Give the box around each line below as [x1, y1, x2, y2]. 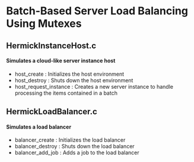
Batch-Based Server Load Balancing [6, 4, 189, 18]
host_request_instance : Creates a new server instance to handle [14, 83, 174, 90]
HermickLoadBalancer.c [6, 107, 98, 117]
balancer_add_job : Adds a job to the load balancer [14, 149, 139, 156]
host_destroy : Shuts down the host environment [14, 76, 133, 84]
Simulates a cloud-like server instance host [6, 57, 116, 64]
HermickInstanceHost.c [6, 40, 97, 51]
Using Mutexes [6, 17, 82, 30]
